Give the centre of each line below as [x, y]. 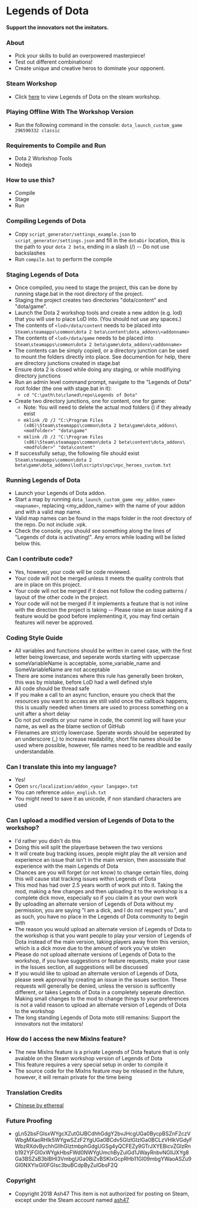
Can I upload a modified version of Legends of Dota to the [90, 820]
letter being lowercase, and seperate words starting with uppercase [97, 656]
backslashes [30, 253]
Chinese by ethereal [39, 1106]
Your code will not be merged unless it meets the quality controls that [99, 578]
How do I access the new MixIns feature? [66, 1039]
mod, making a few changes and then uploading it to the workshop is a [101, 891]
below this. [28, 544]
